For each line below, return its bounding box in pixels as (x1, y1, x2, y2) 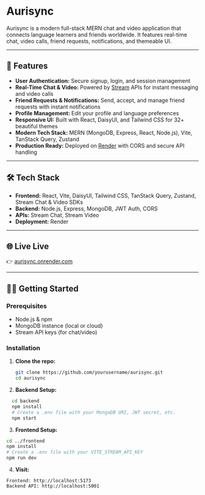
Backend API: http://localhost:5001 (6, 483, 99, 490)
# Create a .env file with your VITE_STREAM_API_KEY (6, 449, 143, 455)
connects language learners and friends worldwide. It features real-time (6, 31, 187, 38)
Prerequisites (6, 302, 47, 310)
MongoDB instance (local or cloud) (15, 322, 103, 330)
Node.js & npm (15, 316, 53, 323)
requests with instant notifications (15, 103, 101, 110)
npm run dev (6, 455, 37, 461)
